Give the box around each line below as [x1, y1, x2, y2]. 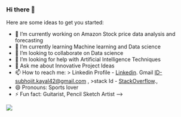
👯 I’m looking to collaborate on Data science [14, 50, 124, 57]
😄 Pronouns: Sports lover [14, 84, 79, 91]
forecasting [14, 37, 44, 44]
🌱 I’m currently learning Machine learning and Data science [14, 43, 161, 50]
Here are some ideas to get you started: [6, 19, 105, 26]
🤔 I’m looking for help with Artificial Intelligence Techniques [14, 56, 161, 63]
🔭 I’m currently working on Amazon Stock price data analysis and [14, 30, 176, 38]
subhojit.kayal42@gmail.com [14, 78, 87, 85]
